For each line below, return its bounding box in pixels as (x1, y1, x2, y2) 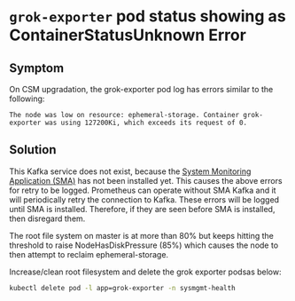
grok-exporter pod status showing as (9, 6, 286, 27)
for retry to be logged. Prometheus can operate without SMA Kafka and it (9, 185, 276, 195)
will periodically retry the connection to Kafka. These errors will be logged (9, 194, 280, 205)
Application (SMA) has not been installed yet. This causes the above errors (9, 175, 283, 186)
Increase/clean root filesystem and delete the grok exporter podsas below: (9, 266, 282, 277)
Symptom (9, 60, 65, 75)
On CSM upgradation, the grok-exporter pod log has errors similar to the (9, 84, 274, 94)
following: (9, 93, 45, 104)
